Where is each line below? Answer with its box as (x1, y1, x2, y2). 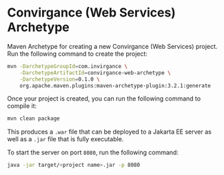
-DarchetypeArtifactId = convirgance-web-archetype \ (19, 69, 171, 76)
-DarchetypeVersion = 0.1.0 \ (19, 76, 100, 83)
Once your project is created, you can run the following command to (7, 94, 201, 103)
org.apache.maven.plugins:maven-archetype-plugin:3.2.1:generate (19, 82, 212, 89)
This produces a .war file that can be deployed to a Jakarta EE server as (7, 127, 212, 136)
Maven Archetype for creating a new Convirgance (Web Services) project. (7, 42, 218, 50)
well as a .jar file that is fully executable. (7, 135, 124, 143)
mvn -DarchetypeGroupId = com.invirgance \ (7, 63, 128, 70)
